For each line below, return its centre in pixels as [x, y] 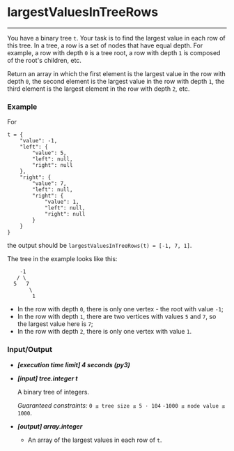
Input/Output [30, 350]
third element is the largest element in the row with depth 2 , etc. [99, 89]
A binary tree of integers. [53, 392]
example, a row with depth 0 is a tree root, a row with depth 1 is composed [114, 52]
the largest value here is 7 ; [55, 324]
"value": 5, [50, 153]
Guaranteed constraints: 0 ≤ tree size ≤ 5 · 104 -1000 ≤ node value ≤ [121, 405]
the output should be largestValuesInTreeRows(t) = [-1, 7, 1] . [100, 246]
